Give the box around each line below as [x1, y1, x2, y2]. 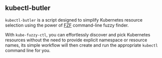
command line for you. [5, 47, 51, 53]
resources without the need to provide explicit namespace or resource [5, 37, 147, 43]
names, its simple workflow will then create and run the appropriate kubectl [5, 42, 158, 48]
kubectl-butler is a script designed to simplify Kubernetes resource [5, 17, 143, 23]
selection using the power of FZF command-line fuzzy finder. [5, 22, 129, 28]
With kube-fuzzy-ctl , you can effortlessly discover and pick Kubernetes [5, 31, 151, 37]
